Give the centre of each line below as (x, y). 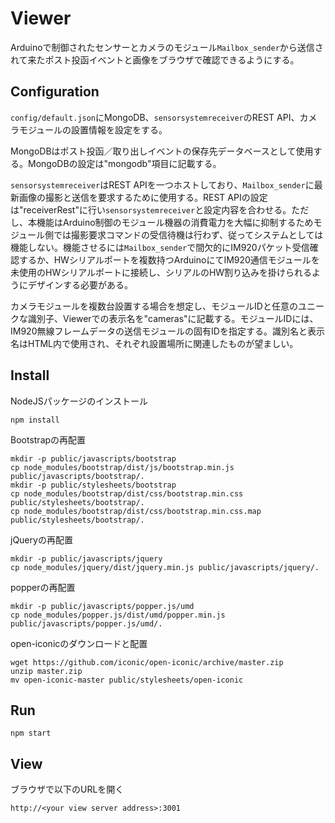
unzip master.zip (46, 671)
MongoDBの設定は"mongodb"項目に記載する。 (124, 163)
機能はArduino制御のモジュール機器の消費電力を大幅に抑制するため (175, 222)
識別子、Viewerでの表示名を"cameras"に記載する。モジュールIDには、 (173, 318)
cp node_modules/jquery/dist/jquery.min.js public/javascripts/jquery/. (165, 567)
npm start (31, 733)
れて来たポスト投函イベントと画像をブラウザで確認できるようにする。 (155, 59)
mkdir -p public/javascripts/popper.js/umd (102, 606)
